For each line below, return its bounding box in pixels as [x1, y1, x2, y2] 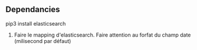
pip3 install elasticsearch [5, 20, 66, 27]
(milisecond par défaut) [14, 37, 71, 44]
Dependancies [5, 5, 60, 15]
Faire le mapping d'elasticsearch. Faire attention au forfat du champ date [14, 31, 191, 38]
